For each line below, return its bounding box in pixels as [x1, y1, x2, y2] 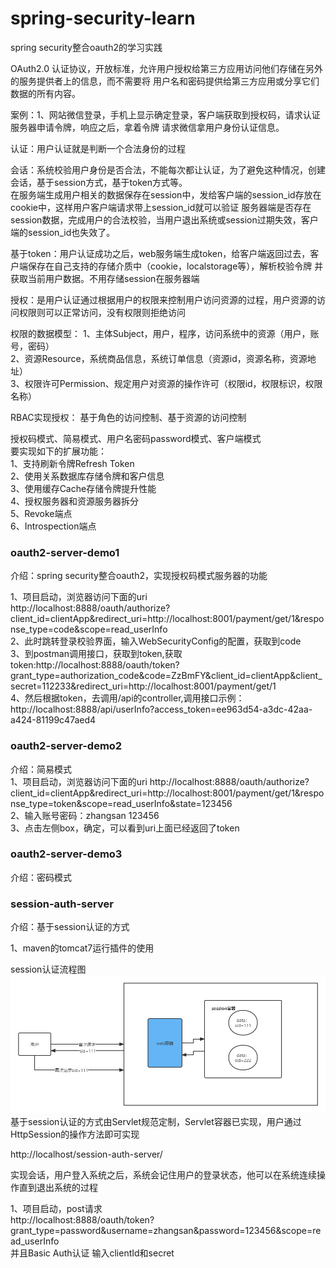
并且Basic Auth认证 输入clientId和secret [10, 1247, 175, 1259]
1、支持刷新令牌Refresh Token [10, 457, 135, 469]
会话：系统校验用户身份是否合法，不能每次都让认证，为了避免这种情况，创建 [10, 163, 326, 176]
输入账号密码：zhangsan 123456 [24, 809, 160, 821]
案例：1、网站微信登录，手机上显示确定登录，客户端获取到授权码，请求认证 [10, 108, 321, 121]
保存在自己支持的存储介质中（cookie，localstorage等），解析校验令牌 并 [27, 260, 324, 272]
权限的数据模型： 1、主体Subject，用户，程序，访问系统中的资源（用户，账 [10, 327, 320, 339]
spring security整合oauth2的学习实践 [10, 41, 163, 53]
